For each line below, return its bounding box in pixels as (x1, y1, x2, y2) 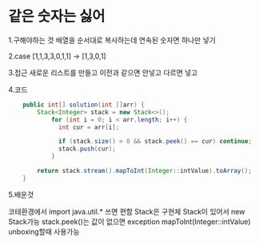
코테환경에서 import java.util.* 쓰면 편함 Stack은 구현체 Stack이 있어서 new (8, 206, 245, 216)
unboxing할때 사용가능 (8, 226, 80, 236)
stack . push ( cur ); (58, 145, 116, 153)
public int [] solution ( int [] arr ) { (22, 101, 145, 109)
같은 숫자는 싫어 (8, 7, 106, 26)
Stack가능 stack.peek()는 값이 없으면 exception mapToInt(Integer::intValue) (8, 217, 251, 226)
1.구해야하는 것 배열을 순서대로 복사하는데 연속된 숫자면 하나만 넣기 (8, 35, 216, 45)
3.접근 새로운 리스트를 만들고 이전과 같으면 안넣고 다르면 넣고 (8, 67, 198, 77)
